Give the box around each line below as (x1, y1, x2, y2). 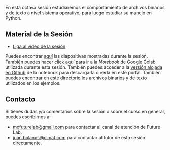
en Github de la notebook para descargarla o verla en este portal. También (5, 69, 161, 75)
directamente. (12, 140, 42, 146)
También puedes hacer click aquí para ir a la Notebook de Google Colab (5, 58, 156, 65)
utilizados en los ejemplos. (5, 80, 61, 86)
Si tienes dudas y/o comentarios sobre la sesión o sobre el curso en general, (5, 108, 165, 114)
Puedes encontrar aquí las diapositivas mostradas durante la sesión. (5, 53, 148, 59)
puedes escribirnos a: (5, 114, 51, 120)
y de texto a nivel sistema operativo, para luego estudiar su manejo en (5, 10, 152, 16)
